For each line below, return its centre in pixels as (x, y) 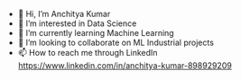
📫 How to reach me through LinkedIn (88, 53)
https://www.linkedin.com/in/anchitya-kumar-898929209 (125, 66)
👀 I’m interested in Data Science (77, 23)
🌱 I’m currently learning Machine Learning (96, 33)
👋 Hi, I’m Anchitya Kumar (64, 14)
